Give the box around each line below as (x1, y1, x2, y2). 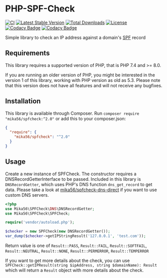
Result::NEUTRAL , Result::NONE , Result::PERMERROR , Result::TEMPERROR (5, 248, 149, 254)
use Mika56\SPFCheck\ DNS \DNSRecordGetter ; (5, 206, 95, 211)
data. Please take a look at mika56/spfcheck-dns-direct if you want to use (5, 187, 157, 193)
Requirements (5, 49, 50, 57)
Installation (5, 97, 41, 105)
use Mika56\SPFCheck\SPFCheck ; (5, 211, 70, 216)
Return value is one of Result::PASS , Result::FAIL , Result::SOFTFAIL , (5, 243, 147, 249)
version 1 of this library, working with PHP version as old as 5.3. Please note (5, 77, 161, 83)
